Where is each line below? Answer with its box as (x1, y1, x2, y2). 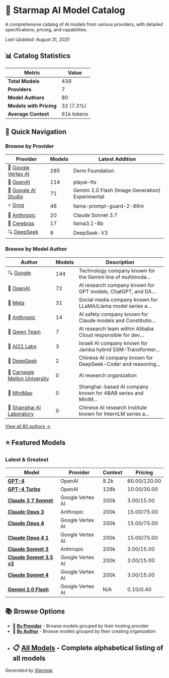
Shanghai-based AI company (78, 383, 149, 390)
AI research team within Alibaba (78, 325, 154, 332)
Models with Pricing (8, 102, 57, 109)
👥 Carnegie (8, 368, 34, 375)
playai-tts (73, 179, 97, 186)
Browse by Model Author (5, 246, 67, 253)
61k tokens (61, 110, 89, 118)
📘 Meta (8, 299, 25, 306)
